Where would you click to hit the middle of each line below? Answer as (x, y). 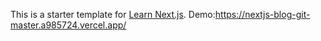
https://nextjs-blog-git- (262, 14)
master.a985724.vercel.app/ (68, 25)
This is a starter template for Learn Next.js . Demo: (113, 14)
